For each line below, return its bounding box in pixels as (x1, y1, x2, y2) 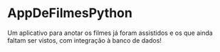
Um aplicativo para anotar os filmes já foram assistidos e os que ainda (7, 28, 214, 37)
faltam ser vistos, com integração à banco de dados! (7, 36, 162, 44)
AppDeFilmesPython (7, 5, 133, 21)
